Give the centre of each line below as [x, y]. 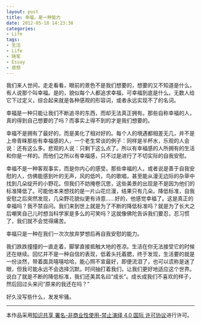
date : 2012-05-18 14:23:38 [40, 23]
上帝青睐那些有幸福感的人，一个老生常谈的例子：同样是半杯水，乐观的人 [95, 141]
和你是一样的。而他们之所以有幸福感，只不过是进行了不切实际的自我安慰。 [98, 156]
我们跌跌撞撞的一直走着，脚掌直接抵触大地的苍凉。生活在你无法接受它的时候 [100, 247]
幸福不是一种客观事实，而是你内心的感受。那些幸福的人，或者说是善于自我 [98, 169]
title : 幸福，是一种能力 [33, 17]
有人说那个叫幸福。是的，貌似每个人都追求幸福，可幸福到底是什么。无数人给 [100, 93]
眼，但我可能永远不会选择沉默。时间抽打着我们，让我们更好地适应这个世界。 [100, 269]
